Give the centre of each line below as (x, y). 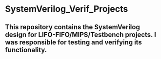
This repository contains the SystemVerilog (72, 27)
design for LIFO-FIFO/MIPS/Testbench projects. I (80, 34)
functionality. (26, 50)
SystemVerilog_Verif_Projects (67, 9)
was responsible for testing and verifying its (74, 42)
